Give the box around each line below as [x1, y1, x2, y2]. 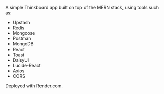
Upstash [12, 20, 30, 25]
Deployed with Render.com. [5, 83, 63, 89]
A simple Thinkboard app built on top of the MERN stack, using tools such [5, 5, 159, 10]
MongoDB [12, 41, 34, 47]
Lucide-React [12, 63, 42, 68]
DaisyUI [12, 57, 29, 63]
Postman [12, 35, 31, 41]
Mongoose [12, 30, 35, 36]
